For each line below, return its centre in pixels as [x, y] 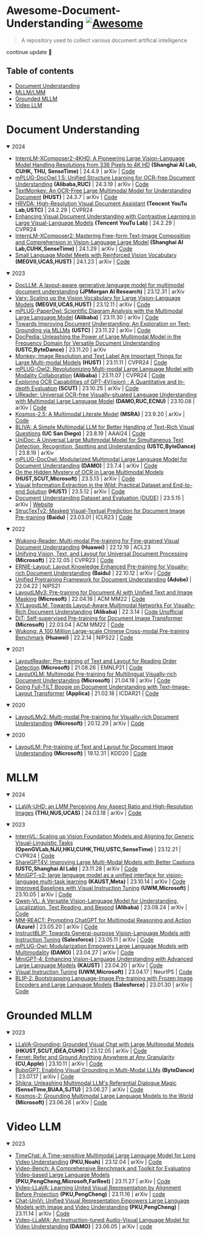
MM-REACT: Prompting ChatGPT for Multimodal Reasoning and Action [103, 920]
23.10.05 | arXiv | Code [43, 894]
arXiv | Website [34, 504]
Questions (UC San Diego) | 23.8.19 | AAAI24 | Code [80, 433]
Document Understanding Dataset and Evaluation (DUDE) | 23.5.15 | [99, 498]
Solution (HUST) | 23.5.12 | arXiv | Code [76, 491]
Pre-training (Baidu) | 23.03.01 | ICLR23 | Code [74, 517]
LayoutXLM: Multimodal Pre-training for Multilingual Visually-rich [96, 674]
